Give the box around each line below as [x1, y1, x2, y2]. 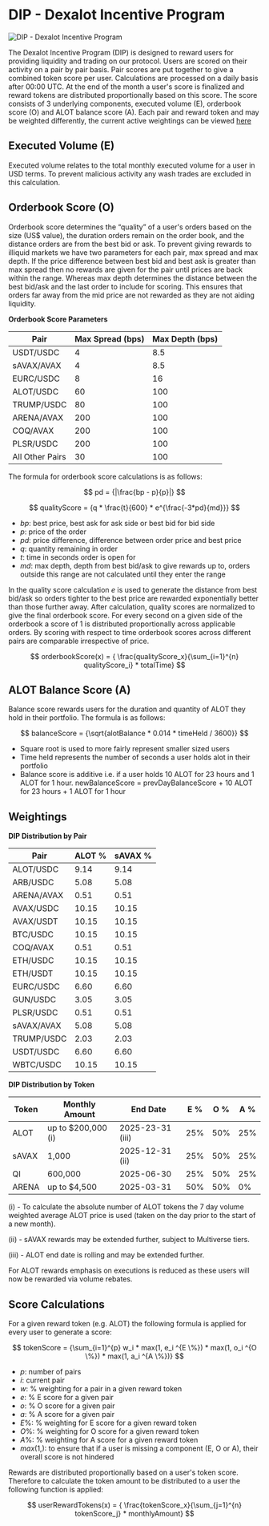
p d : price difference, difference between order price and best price [19, 535, 242, 544]
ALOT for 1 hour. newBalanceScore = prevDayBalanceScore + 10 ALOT [19, 778, 254, 787]
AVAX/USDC [12, 903, 60, 914]
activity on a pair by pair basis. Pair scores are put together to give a [8, 64, 234, 74]
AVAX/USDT [12, 916, 58, 927]
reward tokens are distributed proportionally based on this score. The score [8, 90, 258, 99]
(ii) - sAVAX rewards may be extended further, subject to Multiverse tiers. [8, 1235, 250, 1245]
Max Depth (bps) [151, 333, 219, 344]
